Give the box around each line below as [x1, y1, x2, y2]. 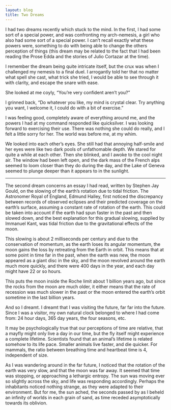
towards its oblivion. [5, 400, 47, 406]
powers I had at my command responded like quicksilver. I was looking [5, 120, 154, 126]
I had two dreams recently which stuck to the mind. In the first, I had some [5, 26, 161, 32]
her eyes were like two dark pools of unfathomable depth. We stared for [5, 146, 156, 152]
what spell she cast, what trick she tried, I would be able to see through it [5, 74, 159, 80]
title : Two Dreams [5, 12, 44, 17]
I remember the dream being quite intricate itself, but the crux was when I [5, 63, 159, 69]
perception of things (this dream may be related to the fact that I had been [5, 48, 161, 54]
